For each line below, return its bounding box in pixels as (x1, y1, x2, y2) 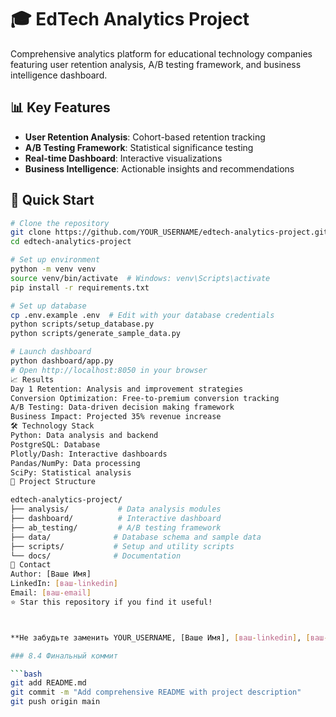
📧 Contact (10, 560, 52, 570)
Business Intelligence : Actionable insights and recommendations (24, 162, 295, 175)
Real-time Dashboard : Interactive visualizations (24, 152, 223, 164)
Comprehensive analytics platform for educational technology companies (10, 47, 313, 60)
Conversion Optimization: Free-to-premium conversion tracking (10, 393, 280, 403)
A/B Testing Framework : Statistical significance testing (24, 141, 254, 153)
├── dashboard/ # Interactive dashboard (10, 514, 222, 524)
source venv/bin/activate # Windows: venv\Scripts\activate (10, 273, 271, 283)
